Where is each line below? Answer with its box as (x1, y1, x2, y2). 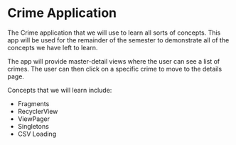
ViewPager (17, 115, 50, 123)
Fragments (17, 99, 50, 108)
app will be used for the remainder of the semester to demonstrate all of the (7, 35, 230, 44)
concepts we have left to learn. (7, 43, 98, 52)
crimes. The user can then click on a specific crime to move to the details (7, 64, 222, 73)
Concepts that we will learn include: (7, 86, 112, 94)
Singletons (17, 122, 50, 130)
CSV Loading (17, 129, 57, 138)
